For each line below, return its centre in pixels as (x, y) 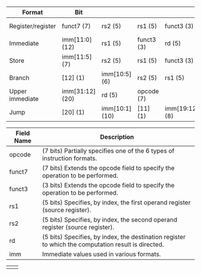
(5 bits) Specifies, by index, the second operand (110, 220)
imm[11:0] (77, 40)
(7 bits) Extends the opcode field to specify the (108, 168)
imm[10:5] (116, 74)
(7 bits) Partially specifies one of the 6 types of (108, 151)
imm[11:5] (77, 57)
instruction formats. (70, 158)
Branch (19, 78)
